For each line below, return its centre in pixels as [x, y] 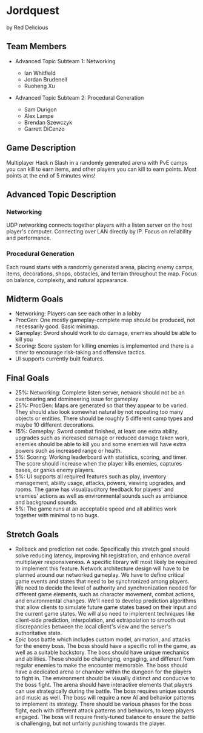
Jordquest [33, 11]
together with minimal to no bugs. [57, 515]
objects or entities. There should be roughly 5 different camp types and [104, 418]
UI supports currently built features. [60, 359]
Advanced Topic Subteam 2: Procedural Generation [79, 97]
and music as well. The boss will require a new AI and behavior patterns [105, 697]
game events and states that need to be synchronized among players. [102, 581]
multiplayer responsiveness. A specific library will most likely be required [106, 562]
